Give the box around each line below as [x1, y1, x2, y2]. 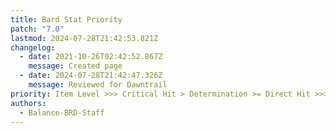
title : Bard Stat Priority [10, 14, 123, 25]
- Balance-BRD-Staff [19, 107, 105, 118]
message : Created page [28, 61, 123, 71]
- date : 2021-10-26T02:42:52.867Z [19, 52, 163, 62]
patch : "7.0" [10, 24, 65, 34]
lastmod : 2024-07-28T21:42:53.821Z [10, 33, 159, 43]
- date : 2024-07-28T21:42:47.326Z [19, 71, 163, 81]
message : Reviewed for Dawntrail [28, 80, 168, 90]
